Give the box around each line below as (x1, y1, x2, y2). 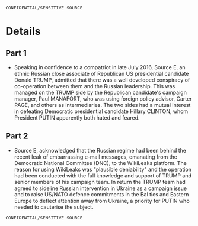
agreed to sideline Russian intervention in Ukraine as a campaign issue (14, 185, 187, 192)
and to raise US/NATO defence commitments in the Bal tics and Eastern (14, 191, 189, 198)
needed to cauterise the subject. (14, 204, 94, 211)
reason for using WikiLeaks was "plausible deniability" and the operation (14, 166, 192, 173)
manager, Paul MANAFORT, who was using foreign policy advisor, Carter (14, 95, 192, 102)
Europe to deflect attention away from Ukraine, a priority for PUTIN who (14, 197, 190, 204)
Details (5, 25, 41, 38)
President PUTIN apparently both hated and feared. (14, 114, 140, 121)
